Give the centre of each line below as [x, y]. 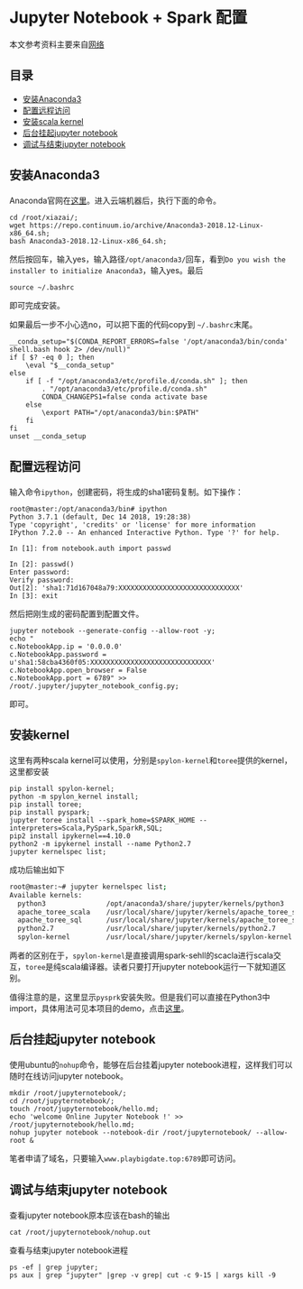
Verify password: [42, 580]
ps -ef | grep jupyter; [54, 1267]
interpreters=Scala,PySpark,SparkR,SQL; [87, 828]
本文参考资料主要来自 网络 [57, 44]
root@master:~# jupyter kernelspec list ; [88, 887]
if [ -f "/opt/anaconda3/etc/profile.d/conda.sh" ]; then [137, 382]
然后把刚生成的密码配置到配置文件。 [77, 613]
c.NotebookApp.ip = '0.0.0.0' [66, 646]
